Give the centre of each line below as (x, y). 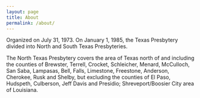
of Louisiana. (22, 90)
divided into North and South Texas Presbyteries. (67, 46)
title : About (23, 17)
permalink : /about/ (31, 23)
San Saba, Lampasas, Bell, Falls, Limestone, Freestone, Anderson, (88, 71)
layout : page (23, 12)
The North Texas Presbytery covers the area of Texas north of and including (100, 58)
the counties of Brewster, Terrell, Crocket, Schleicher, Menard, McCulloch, (98, 64)
